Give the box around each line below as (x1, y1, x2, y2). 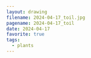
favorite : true (6, 31, 45, 37)
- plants (12, 43, 34, 49)
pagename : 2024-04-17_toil (6, 20, 75, 26)
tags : (6, 37, 20, 43)
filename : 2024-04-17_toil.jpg (6, 14, 86, 21)
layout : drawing (6, 8, 47, 15)
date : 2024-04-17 (6, 25, 50, 32)
